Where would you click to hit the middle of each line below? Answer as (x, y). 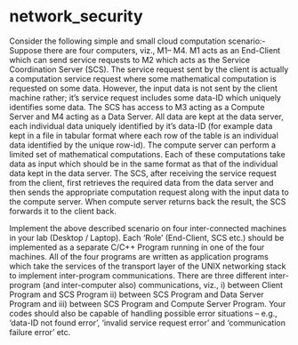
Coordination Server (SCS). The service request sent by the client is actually (149, 69)
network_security (77, 16)
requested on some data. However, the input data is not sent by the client (144, 88)
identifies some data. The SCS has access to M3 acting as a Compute (137, 107)
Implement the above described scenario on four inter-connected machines (148, 228)
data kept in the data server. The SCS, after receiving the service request (143, 173)
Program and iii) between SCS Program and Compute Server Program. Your (148, 303)
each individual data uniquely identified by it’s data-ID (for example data (141, 125)
